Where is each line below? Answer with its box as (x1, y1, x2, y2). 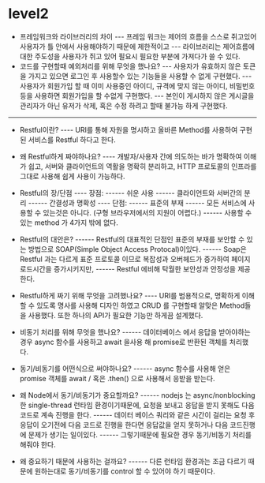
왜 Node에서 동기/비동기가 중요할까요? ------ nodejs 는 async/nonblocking (19, 390, 256, 399)
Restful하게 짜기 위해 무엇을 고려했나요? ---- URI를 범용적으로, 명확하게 (19, 290, 241, 300)
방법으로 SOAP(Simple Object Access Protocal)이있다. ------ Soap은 (28, 244, 247, 253)
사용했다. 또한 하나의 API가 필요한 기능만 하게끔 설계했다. (28, 310, 203, 320)
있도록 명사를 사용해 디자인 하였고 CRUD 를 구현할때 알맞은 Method (36, 301, 245, 310)
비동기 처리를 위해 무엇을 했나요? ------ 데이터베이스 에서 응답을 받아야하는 (19, 327, 251, 336)
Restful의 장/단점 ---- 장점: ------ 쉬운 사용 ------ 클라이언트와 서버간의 (19, 188, 243, 197)
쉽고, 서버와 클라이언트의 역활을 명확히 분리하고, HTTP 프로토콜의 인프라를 (28, 161, 257, 170)
